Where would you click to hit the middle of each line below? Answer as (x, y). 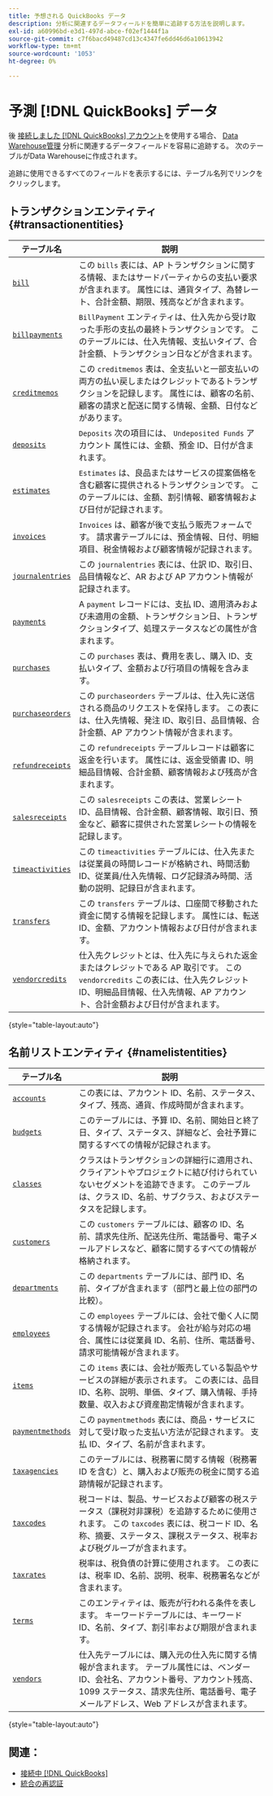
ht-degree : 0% (32, 62)
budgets (27, 1132)
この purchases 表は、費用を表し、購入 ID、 (162, 656)
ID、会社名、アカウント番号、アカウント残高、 (168, 1680)
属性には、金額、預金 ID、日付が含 (180, 445)
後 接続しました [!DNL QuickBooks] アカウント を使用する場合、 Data (123, 135)
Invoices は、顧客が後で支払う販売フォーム (161, 525)
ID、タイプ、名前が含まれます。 (149, 1444)
